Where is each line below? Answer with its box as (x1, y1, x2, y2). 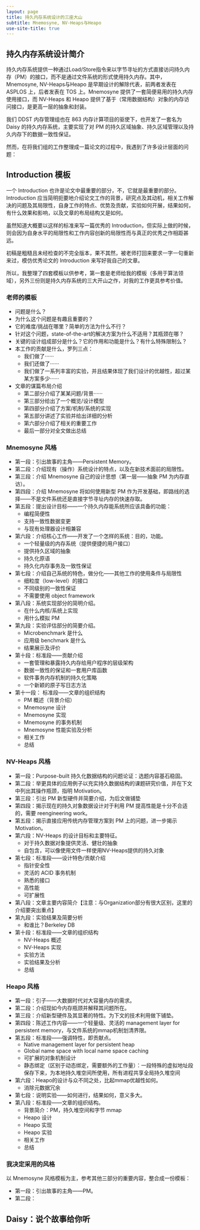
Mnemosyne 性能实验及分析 (23, 726, 92, 734)
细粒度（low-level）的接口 (23, 577, 88, 585)
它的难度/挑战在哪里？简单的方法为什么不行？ (14, 323, 127, 330)
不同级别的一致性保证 (23, 585, 76, 592)
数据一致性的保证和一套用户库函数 (23, 667, 108, 674)
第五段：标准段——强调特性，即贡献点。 (14, 1035, 114, 1042)
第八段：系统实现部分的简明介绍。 (14, 600, 99, 607)
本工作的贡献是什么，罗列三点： (14, 345, 93, 352)
